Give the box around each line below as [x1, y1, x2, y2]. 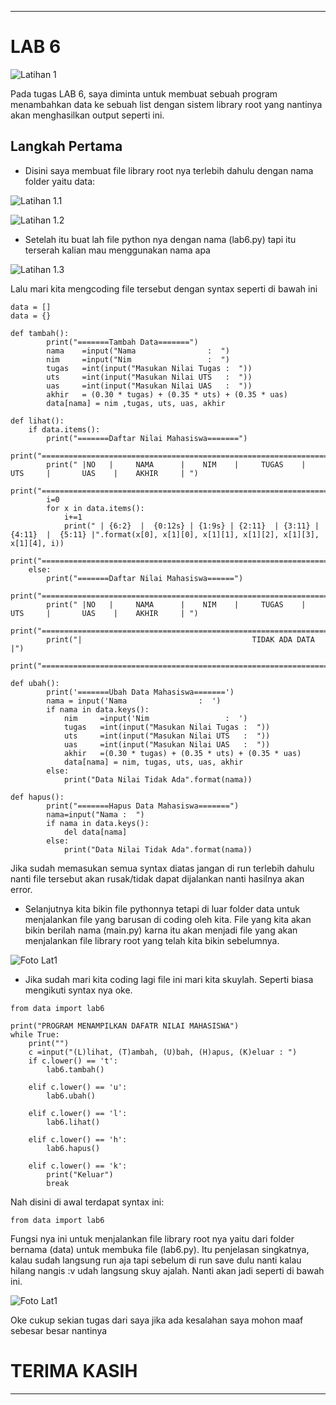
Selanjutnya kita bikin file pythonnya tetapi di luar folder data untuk [24, 902, 300, 915]
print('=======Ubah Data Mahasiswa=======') [46, 687, 235, 697]
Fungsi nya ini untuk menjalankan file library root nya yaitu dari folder [10, 1232, 295, 1245]
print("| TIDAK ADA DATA [46, 634, 315, 645]
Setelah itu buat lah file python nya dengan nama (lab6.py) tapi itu [24, 233, 297, 245]
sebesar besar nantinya [10, 1324, 108, 1336]
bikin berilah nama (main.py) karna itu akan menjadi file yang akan [24, 924, 298, 936]
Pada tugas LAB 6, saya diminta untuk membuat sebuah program [10, 87, 278, 100]
